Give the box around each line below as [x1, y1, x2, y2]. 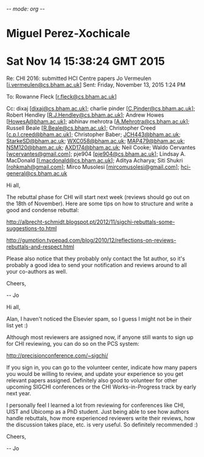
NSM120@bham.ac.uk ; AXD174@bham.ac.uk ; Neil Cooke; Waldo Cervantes [6, 144, 196, 152]
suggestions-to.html [6, 225, 57, 232]
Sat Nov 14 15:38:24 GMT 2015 [6, 54, 166, 68]
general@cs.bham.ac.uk [6, 170, 68, 177]
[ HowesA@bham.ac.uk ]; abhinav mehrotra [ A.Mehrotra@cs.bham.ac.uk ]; [6, 118, 190, 125]
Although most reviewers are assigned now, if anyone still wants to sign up [6, 334, 194, 341]
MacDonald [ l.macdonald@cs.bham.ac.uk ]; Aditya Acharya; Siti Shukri [6, 157, 183, 164]
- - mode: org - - [6, 5, 45, 12]
